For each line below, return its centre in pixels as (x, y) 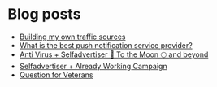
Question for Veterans (56, 75)
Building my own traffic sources (72, 37)
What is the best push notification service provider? (106, 45)
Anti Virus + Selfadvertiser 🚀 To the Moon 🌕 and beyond (114, 54)
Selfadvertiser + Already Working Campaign (93, 66)
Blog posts (44, 14)
